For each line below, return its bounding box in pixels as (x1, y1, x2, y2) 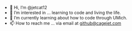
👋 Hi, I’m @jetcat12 (9, 5, 48, 10)
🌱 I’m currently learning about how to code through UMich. (9, 15, 128, 20)
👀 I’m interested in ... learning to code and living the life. (9, 10, 121, 15)
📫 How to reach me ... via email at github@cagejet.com (9, 20, 121, 26)
